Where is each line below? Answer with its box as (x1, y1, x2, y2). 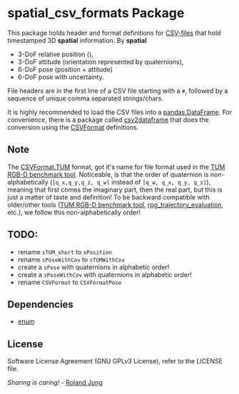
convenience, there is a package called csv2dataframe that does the (7, 115, 209, 124)
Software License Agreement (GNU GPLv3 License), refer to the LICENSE (7, 357, 223, 366)
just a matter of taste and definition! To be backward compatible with (7, 192, 210, 201)
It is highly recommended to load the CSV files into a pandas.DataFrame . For (7, 108, 233, 116)
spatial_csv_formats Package (7, 5, 185, 21)
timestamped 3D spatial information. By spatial (7, 36, 148, 44)
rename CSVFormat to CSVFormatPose (17, 278, 122, 286)
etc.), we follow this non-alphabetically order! (7, 208, 141, 217)
